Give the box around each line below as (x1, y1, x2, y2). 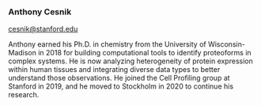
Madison (8, 48, 37, 58)
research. (8, 90, 40, 100)
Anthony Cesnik (8, 6, 72, 17)
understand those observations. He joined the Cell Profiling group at (8, 74, 231, 83)
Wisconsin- (208, 40, 245, 49)
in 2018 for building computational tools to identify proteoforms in (38, 48, 252, 58)
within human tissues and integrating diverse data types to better (8, 65, 221, 74)
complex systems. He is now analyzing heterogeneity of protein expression (8, 56, 253, 66)
